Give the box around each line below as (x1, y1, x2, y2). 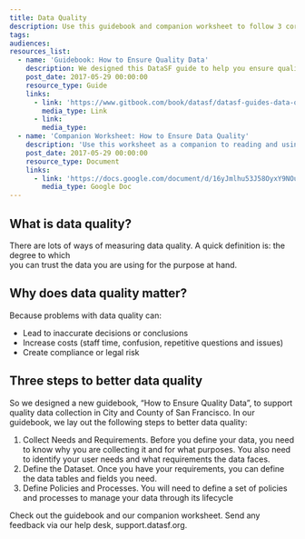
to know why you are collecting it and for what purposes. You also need (22, 444, 291, 454)
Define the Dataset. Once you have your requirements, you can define (22, 463, 285, 474)
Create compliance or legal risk (22, 346, 140, 357)
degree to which (9, 249, 71, 260)
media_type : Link (42, 106, 107, 115)
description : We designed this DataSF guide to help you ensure (25, 65, 274, 74)
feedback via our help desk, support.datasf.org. (9, 519, 188, 530)
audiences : (9, 38, 51, 48)
